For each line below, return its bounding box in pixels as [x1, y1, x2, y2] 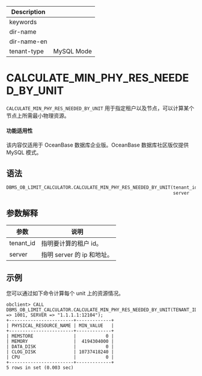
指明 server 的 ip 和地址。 [41, 250, 113, 259]
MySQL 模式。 [6, 149, 42, 156]
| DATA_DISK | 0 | [6, 344, 114, 350]
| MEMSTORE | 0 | [6, 333, 114, 339]
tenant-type [9, 47, 44, 55]
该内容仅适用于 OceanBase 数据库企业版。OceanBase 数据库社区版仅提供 [6, 141, 189, 149]
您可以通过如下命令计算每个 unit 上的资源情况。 [6, 290, 124, 297]
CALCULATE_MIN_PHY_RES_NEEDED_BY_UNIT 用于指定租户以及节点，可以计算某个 [6, 105, 194, 112]
